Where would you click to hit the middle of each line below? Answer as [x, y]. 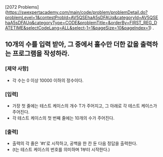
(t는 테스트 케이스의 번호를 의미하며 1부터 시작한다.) [61, 150]
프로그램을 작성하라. [41, 54]
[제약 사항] [17, 69]
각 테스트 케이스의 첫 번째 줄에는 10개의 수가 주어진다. [63, 118]
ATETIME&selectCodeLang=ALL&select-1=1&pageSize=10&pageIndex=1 [78, 28]
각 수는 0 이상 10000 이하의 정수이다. [48, 80]
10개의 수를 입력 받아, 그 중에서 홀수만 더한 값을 [72, 44]
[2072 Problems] [22, 7]
